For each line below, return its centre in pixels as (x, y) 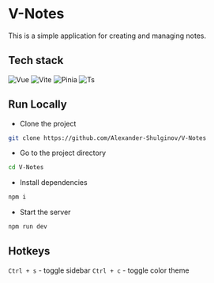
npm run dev (28, 227)
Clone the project (48, 123)
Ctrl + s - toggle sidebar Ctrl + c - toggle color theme (99, 270)
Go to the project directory (63, 153)
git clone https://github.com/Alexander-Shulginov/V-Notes (107, 138)
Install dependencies (54, 183)
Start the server (45, 212)
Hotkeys (29, 251)
